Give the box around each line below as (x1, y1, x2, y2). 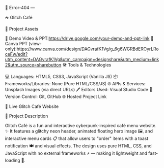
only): (5, 46, 17, 52)
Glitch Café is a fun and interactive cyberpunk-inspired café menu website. (5, 123, 157, 128)
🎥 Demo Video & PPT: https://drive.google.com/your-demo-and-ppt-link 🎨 (5, 35, 154, 41)
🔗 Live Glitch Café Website (5, 103, 59, 109)
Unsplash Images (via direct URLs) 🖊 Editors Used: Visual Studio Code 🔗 (5, 87, 153, 92)
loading (5, 158, 21, 163)
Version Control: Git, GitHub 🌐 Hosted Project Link (5, 94, 107, 100)
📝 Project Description (5, 113, 48, 119)
